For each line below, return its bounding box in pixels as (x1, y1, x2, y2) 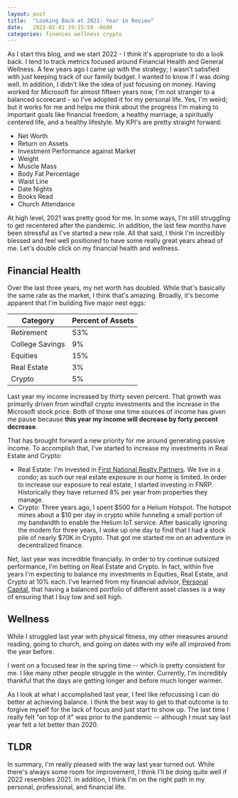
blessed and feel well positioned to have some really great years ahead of (7, 237, 224, 245)
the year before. (7, 647, 55, 655)
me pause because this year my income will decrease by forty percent (7, 415, 218, 424)
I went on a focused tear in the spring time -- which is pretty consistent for (7, 660, 226, 670)
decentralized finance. (17, 541, 84, 549)
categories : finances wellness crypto (7, 30, 122, 38)
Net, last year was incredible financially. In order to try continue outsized (7, 555, 220, 564)
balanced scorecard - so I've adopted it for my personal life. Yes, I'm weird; (7, 95, 228, 104)
